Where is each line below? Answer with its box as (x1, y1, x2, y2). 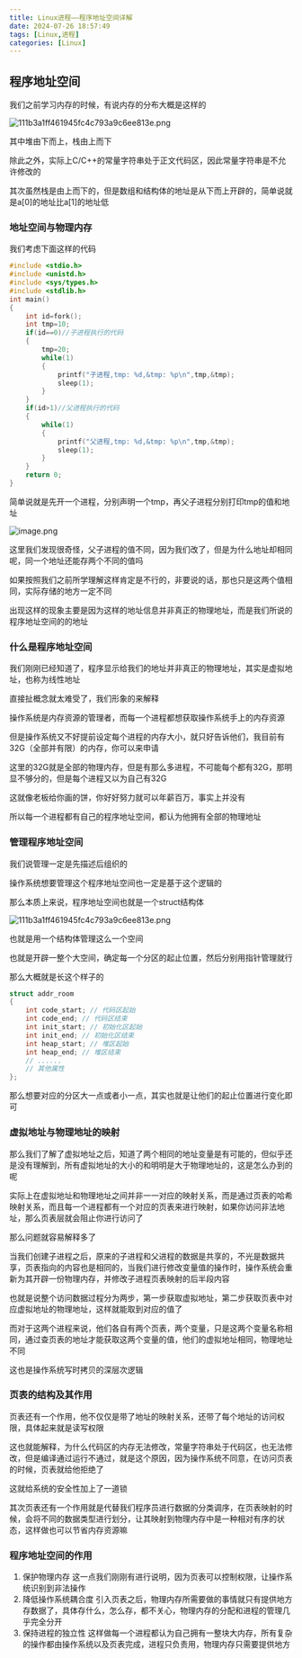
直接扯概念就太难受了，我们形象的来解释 (9, 694, 159, 704)
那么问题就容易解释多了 (9, 1232, 96, 1242)
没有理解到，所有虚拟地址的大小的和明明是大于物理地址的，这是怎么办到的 (16, 1160, 293, 1170)
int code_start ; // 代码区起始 (25, 1006, 137, 1015)
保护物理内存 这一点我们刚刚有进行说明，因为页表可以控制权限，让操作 (22, 1572, 285, 1582)
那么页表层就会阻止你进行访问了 (24, 1212, 144, 1223)
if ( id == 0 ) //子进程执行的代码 (25, 328, 124, 337)
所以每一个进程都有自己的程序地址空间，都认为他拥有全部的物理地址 (9, 811, 262, 822)
